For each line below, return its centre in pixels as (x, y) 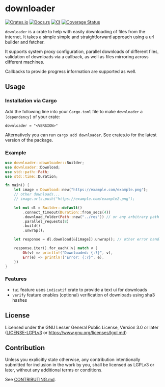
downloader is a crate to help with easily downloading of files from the (75, 31)
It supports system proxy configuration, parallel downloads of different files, (82, 51)
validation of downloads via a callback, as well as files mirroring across (77, 56)
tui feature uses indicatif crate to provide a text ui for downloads (80, 290)
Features (16, 279)
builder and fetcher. (25, 42)
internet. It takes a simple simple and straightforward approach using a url (80, 37)
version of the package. (29, 140)
